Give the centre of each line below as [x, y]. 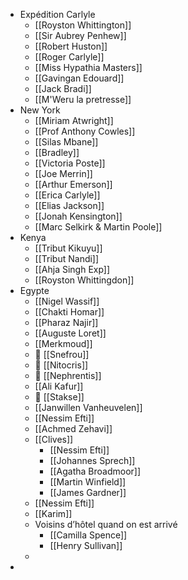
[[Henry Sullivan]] [86, 545]
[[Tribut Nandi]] [67, 258]
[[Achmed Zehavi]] [73, 428]
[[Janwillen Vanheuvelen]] [88, 407]
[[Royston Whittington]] [83, 25]
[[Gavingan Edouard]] [79, 78]
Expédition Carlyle [57, 14]
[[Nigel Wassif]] [67, 301]
